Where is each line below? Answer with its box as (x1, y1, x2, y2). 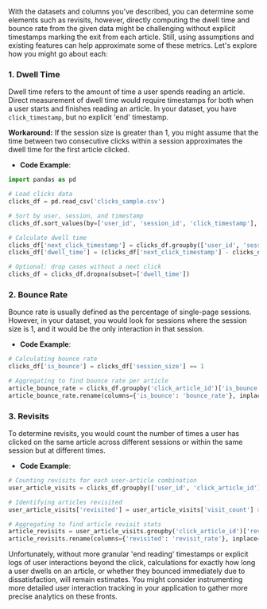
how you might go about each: (8, 49, 109, 58)
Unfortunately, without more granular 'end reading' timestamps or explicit (8, 549, 249, 559)
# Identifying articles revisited (8, 498, 123, 506)
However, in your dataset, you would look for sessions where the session (8, 316, 248, 325)
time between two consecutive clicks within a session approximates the (8, 136, 243, 146)
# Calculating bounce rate (8, 355, 98, 363)
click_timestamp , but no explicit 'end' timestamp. (8, 112, 169, 122)
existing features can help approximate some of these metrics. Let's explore (8, 41, 257, 50)
